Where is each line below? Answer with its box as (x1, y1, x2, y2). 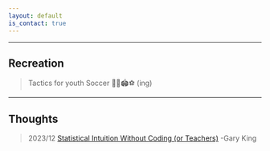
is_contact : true (8, 19, 67, 27)
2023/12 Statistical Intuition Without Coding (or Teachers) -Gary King (27, 133, 257, 143)
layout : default (8, 11, 63, 20)
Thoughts (8, 112, 59, 125)
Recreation (8, 56, 64, 70)
